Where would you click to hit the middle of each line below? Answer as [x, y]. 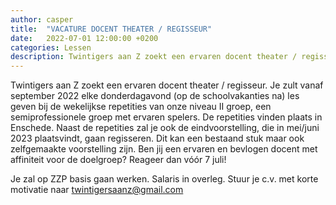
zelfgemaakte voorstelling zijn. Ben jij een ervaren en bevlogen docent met [164, 149]
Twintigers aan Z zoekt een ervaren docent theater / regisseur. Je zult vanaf [167, 85]
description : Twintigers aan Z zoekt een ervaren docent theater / [154, 57]
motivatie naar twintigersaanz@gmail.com [97, 190]
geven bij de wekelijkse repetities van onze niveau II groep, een [141, 107]
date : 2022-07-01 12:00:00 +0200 [84, 38]
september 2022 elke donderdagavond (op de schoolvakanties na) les [155, 96]
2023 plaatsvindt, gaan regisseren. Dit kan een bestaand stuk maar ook [157, 138]
